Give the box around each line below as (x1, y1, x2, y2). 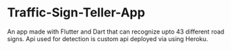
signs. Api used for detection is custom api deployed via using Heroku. (7, 34, 209, 42)
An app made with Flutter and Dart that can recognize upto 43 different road (7, 27, 225, 36)
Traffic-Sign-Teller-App (7, 5, 145, 21)
